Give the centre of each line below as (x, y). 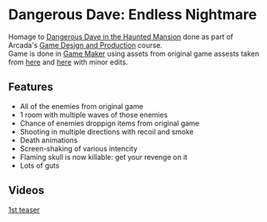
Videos (26, 191)
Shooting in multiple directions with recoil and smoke (106, 131)
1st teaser (24, 209)
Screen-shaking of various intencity (79, 148)
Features (31, 87)
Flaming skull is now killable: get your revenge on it (104, 157)
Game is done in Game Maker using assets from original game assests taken (134, 53)
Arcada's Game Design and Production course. (86, 45)
